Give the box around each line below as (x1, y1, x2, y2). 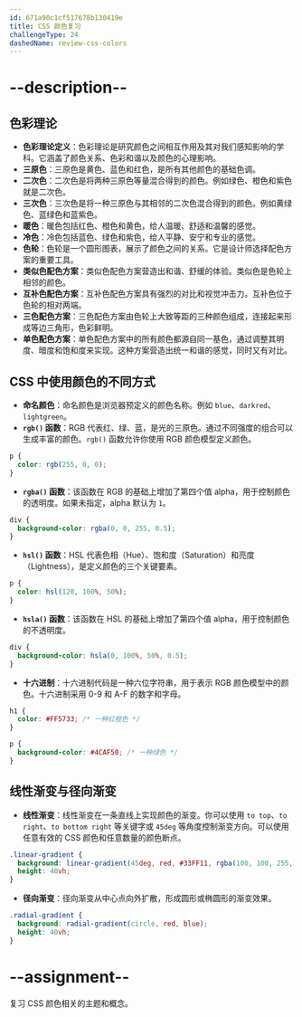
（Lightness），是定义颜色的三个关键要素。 (22, 561, 183, 572)
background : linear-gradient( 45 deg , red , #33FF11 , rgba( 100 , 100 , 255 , (17, 859, 294, 868)
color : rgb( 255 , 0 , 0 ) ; (17, 460, 107, 469)
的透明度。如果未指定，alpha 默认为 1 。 (22, 497, 171, 508)
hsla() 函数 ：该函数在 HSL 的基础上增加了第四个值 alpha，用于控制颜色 (22, 613, 290, 624)
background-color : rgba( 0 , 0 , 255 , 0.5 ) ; (17, 524, 176, 533)
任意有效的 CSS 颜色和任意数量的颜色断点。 (22, 832, 186, 842)
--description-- (9, 78, 128, 98)
